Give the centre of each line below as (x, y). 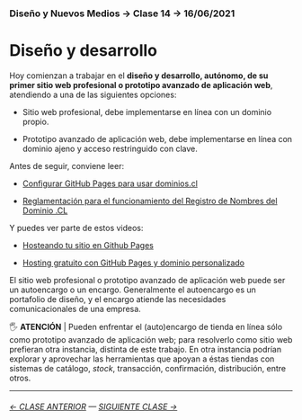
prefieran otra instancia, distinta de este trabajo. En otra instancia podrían (145, 349)
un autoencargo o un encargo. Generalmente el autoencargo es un (133, 290)
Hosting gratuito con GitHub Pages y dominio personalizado (133, 263)
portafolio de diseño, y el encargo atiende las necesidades (118, 299)
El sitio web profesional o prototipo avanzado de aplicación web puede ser (147, 280)
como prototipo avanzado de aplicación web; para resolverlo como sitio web (151, 339)
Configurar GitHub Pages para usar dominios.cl (110, 183)
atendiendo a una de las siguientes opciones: (93, 94)
